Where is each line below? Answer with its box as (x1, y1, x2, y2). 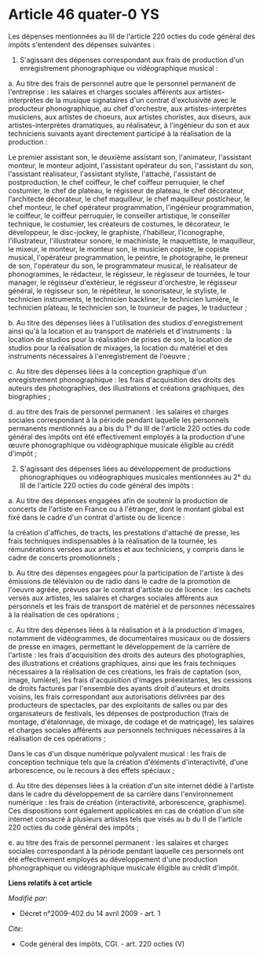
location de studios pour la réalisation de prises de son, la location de (8, 334, 233, 344)
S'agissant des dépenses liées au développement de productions (19, 464, 232, 473)
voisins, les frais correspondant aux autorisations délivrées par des (8, 692, 225, 701)
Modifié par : (8, 893, 49, 903)
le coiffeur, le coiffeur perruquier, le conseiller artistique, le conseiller (8, 211, 231, 220)
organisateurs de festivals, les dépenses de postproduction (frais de (8, 708, 229, 718)
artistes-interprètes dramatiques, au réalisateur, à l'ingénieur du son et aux (8, 120, 250, 130)
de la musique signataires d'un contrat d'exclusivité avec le (45, 95, 237, 105)
